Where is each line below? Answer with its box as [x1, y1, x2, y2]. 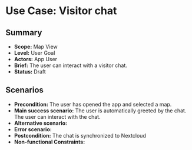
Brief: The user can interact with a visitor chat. [14, 62, 127, 69]
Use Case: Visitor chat [5, 4, 117, 18]
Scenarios [5, 85, 44, 95]
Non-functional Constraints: [14, 138, 85, 145]
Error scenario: [14, 125, 52, 133]
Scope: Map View [14, 43, 58, 50]
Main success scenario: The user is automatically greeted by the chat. [14, 107, 187, 114]
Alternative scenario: [14, 119, 68, 126]
